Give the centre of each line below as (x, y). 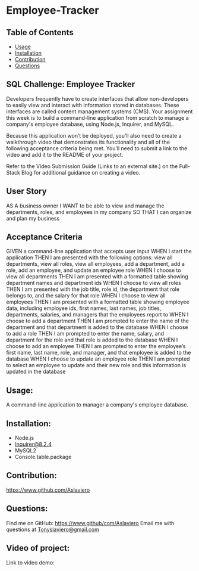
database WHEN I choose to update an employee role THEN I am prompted (98, 359)
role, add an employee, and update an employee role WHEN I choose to (94, 270)
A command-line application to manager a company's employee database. (97, 405)
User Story (26, 191)
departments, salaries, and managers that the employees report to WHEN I (97, 315)
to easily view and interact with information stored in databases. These (93, 105)
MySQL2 (26, 451)
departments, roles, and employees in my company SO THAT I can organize (99, 212)
